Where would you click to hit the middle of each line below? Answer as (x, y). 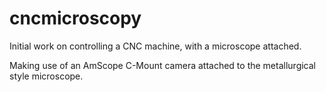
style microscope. (46, 76)
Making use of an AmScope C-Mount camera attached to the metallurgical (162, 65)
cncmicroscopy (75, 18)
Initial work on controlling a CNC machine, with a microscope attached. (155, 46)
